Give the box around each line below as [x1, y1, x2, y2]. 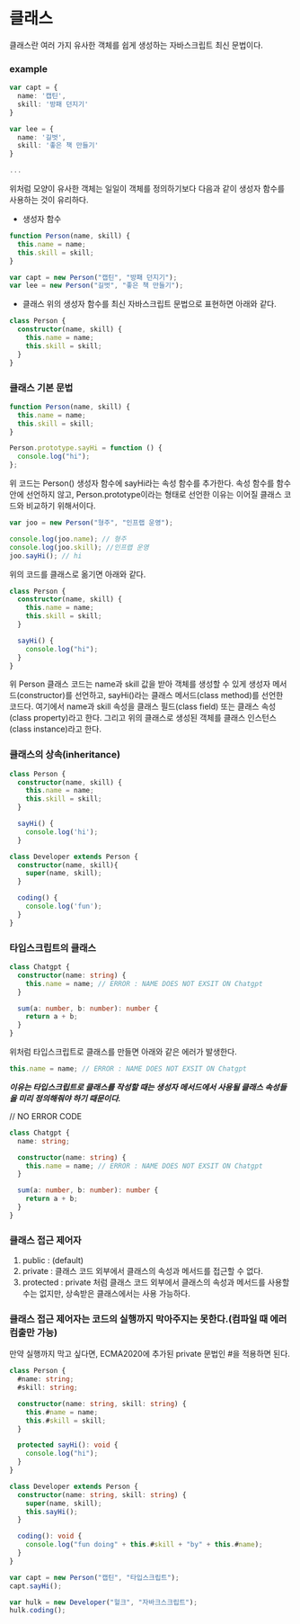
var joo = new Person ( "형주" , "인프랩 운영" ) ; [9, 518, 173, 527]
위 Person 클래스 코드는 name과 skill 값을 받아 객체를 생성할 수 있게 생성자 [9, 678, 271, 689]
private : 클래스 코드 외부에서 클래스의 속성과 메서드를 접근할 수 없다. [22, 1266, 263, 1277]
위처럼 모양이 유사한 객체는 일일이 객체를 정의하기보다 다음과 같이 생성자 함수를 [9, 184, 286, 194]
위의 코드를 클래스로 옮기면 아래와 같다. [9, 569, 146, 579]
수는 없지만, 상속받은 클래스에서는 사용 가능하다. [22, 1288, 191, 1299]
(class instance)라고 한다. [9, 723, 101, 734]
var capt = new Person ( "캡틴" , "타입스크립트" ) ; [9, 1573, 180, 1582]
